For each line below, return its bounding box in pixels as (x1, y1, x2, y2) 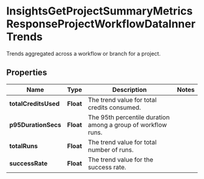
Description (112, 85, 147, 94)
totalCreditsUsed (9, 99, 59, 108)
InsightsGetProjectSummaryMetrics (6, 4, 193, 18)
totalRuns (9, 142, 38, 150)
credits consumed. (87, 103, 141, 111)
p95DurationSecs (9, 120, 62, 129)
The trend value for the (87, 155, 154, 164)
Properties (6, 68, 47, 78)
